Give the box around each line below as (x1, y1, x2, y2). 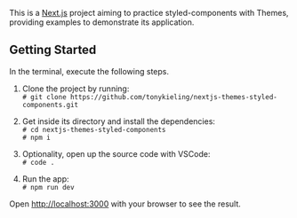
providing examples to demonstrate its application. (9, 17, 195, 27)
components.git (21, 100, 79, 109)
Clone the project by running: (21, 83, 130, 94)
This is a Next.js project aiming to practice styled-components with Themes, (9, 8, 289, 18)
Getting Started (9, 43, 97, 58)
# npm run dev (21, 183, 75, 191)
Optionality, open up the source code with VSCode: (21, 148, 211, 159)
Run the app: (21, 173, 69, 184)
